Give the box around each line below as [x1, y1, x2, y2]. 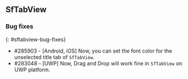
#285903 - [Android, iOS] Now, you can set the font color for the [14, 47, 173, 54]
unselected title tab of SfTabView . [14, 53, 95, 61]
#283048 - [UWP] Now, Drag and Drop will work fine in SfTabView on [14, 60, 183, 67]
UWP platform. [14, 66, 50, 73]
